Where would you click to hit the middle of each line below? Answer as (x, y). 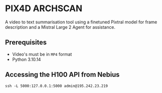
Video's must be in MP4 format (42, 54)
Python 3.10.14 (27, 59)
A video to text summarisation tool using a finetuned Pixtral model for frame (81, 22)
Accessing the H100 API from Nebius (62, 75)
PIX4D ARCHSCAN (44, 9)
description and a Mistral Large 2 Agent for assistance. (60, 27)
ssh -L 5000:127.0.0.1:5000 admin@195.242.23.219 (57, 86)
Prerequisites (26, 43)
